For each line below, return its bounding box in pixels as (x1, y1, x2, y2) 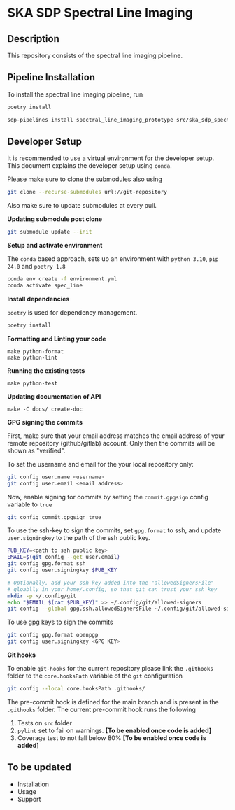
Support (17, 795, 41, 803)
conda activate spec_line (7, 282, 83, 289)
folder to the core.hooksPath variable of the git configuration (7, 672, 183, 680)
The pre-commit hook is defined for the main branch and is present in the (7, 697, 219, 706)
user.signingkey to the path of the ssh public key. (7, 534, 150, 542)
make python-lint (7, 354, 58, 361)
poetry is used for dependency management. (7, 308, 138, 316)
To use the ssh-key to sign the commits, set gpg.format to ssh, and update (7, 526, 222, 534)
